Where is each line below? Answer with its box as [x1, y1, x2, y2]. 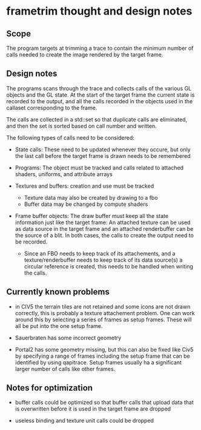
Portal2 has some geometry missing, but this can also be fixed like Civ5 [15, 346, 194, 353]
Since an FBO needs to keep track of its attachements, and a [24, 250, 176, 257]
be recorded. [15, 238, 48, 245]
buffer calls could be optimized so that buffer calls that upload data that [15, 399, 194, 406]
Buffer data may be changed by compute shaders [24, 200, 148, 208]
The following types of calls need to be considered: [6, 134, 135, 141]
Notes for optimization [6, 383, 93, 393]
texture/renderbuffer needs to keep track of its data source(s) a [24, 256, 183, 264]
